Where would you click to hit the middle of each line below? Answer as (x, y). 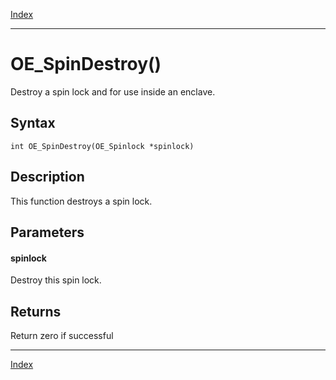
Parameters (47, 232)
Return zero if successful (62, 335)
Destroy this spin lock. (56, 280)
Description (47, 177)
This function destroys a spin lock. (81, 201)
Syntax (33, 123)
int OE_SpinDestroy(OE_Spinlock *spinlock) (102, 146)
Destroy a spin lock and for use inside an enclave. (113, 91)
